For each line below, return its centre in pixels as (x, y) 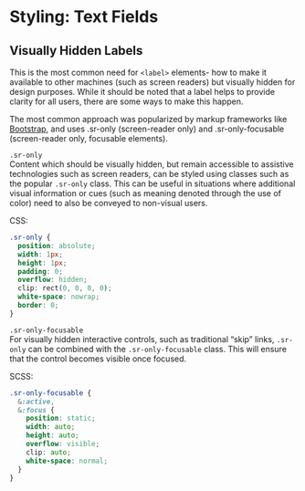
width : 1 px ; (41, 254)
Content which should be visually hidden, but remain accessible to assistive (152, 164)
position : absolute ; (57, 245)
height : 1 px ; (42, 263)
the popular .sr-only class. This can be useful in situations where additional (152, 183)
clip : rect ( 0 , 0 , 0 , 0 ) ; (65, 288)
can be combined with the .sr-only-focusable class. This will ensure (158, 349)
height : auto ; (53, 435)
